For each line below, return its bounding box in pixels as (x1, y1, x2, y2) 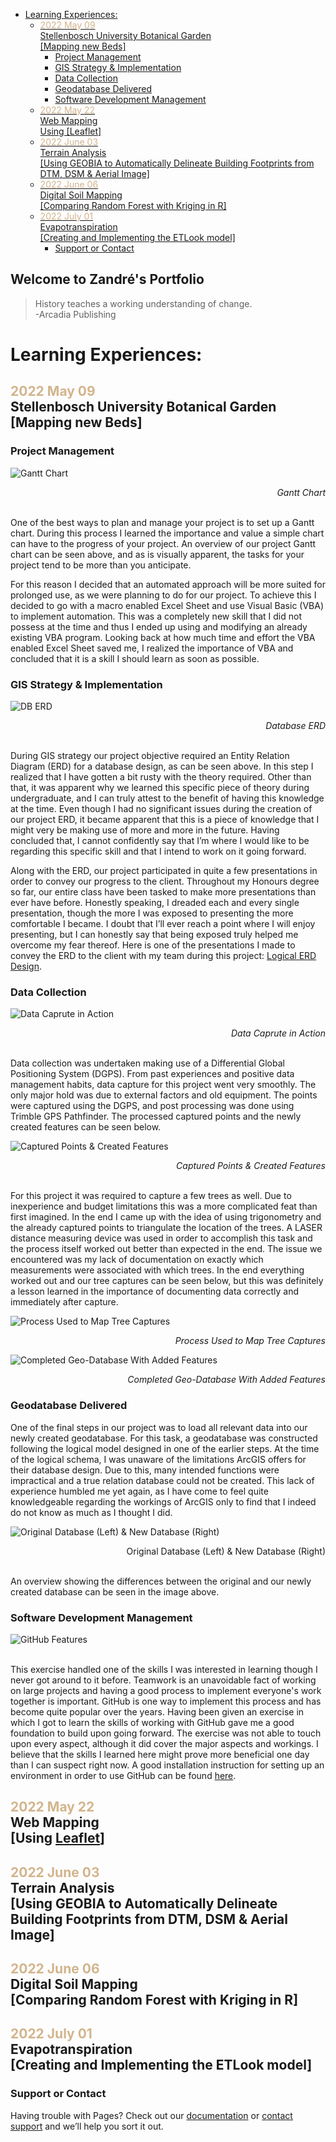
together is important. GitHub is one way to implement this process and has (10, 1695, 322, 1707)
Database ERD (265, 719, 326, 731)
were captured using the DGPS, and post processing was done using (10, 1100, 295, 1112)
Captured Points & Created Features (176, 1160, 326, 1172)
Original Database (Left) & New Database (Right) (126, 1545, 326, 1557)
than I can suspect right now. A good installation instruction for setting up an (10, 1759, 325, 1771)
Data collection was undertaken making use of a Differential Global (10, 1057, 285, 1069)
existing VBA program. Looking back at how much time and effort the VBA (10, 631, 316, 643)
